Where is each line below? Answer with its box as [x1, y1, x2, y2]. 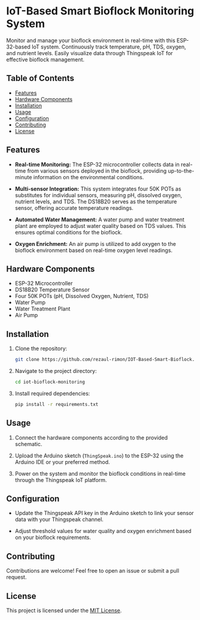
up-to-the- [167, 167, 195, 174]
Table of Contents [6, 73, 75, 83]
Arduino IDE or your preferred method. [14, 458, 110, 465]
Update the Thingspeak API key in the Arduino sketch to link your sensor [14, 510, 194, 517]
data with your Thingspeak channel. [14, 516, 104, 523]
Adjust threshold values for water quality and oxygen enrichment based [14, 528, 192, 535]
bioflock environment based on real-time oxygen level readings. [14, 246, 172, 254]
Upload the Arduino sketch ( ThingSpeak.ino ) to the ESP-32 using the [14, 452, 184, 459]
